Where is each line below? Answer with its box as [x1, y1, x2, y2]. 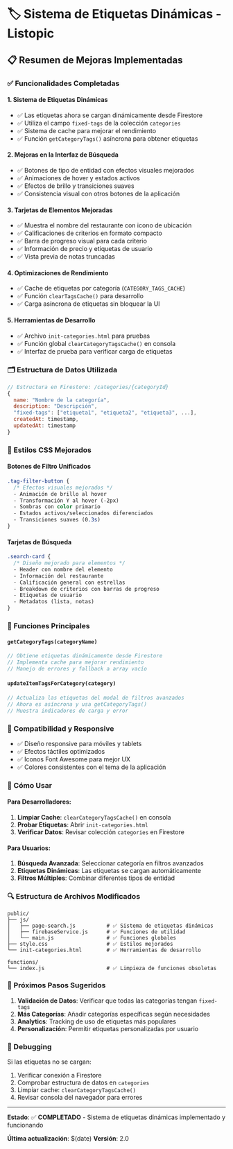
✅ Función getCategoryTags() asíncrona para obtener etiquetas [17, 134, 198, 143]
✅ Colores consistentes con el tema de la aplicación [17, 763, 166, 771]
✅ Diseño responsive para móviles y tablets [17, 739, 142, 748]
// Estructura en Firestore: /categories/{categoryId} [7, 383, 169, 390]
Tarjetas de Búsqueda [7, 537, 72, 546]
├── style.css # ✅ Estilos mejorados [7, 940, 173, 947]
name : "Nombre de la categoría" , [13, 397, 110, 404]
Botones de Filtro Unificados [7, 463, 92, 471]
